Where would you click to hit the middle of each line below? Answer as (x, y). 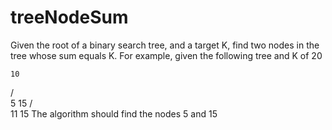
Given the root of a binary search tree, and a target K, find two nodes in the (165, 45)
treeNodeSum (69, 17)
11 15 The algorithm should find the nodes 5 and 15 (114, 113)
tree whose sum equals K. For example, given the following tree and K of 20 (166, 55)
